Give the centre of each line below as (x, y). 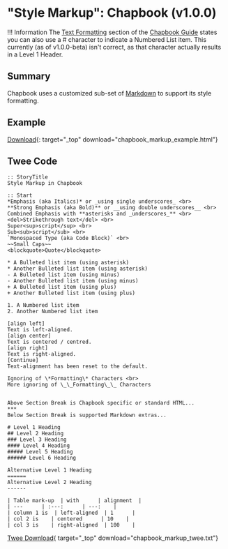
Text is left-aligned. (40, 330)
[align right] (28, 348)
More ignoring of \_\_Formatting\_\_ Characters (79, 385)
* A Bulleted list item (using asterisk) (68, 263)
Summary (29, 76)
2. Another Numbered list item (53, 312)
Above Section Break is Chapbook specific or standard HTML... (101, 403)
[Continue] (23, 361)
